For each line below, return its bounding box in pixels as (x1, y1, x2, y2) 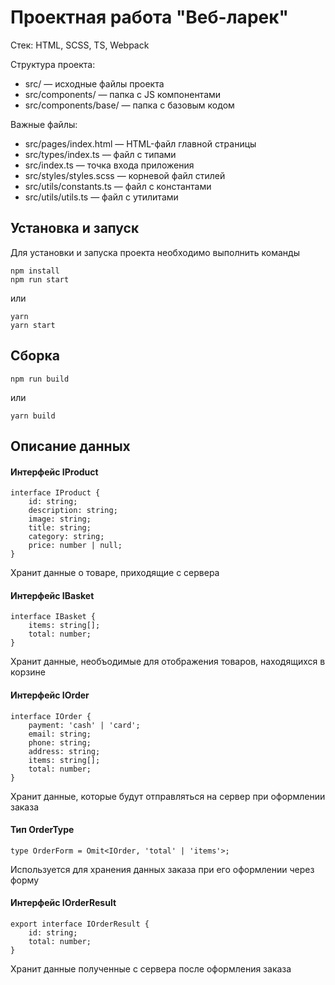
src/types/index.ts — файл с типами (24, 148, 177, 160)
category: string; (28, 532, 105, 542)
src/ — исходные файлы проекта (24, 77, 165, 90)
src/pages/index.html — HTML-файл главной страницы (24, 137, 257, 150)
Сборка (10, 347, 60, 365)
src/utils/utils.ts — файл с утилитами (24, 191, 179, 203)
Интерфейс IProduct (10, 466, 99, 478)
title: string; (28, 523, 92, 533)
